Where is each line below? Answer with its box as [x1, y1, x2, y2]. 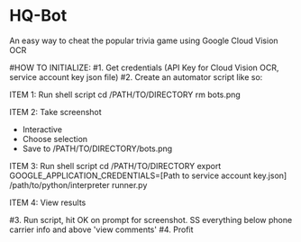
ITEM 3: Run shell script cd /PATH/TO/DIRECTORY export [9, 160, 222, 171]
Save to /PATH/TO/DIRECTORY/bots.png [22, 143, 173, 154]
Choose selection [22, 133, 88, 144]
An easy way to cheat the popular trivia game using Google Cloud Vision [9, 35, 278, 46]
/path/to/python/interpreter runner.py [9, 179, 148, 190]
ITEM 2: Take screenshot [9, 106, 102, 117]
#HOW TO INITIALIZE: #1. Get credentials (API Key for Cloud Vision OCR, [9, 62, 279, 73]
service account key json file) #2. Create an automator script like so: [9, 71, 263, 82]
